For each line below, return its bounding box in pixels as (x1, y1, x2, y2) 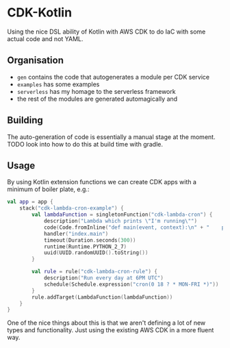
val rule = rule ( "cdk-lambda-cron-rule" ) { (31, 269, 157, 275)
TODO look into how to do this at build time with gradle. (7, 140, 163, 148)
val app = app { (7, 199, 53, 206)
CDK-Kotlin (7, 5, 73, 21)
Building (7, 114, 43, 126)
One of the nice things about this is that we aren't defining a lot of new (7, 319, 206, 327)
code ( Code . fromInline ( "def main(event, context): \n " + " (43, 224, 210, 231)
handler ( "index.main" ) (43, 230, 109, 237)
